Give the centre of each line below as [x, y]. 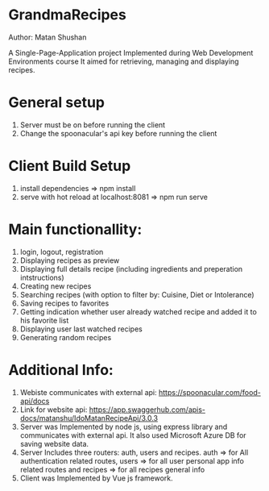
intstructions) [42, 277]
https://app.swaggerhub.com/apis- [147, 410]
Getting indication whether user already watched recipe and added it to [139, 311]
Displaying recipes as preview [70, 260]
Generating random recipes [66, 337]
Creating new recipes [56, 286]
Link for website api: [54, 410]
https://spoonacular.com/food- [210, 392]
